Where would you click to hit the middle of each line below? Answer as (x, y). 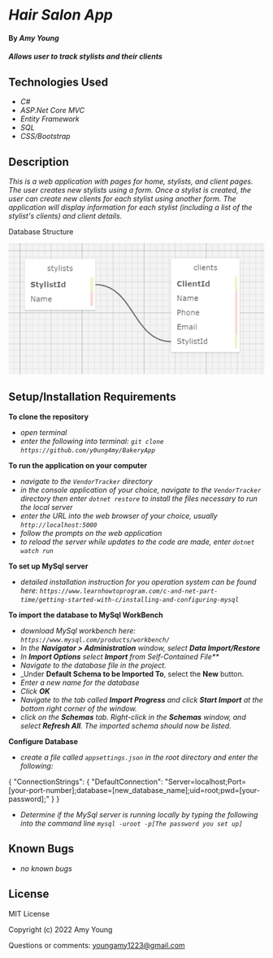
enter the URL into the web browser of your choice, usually (119, 516)
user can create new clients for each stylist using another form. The (123, 198)
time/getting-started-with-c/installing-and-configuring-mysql (130, 599)
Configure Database (43, 741)
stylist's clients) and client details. (65, 216)
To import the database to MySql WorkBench (86, 615)
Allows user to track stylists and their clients (85, 57)
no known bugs (46, 869)
